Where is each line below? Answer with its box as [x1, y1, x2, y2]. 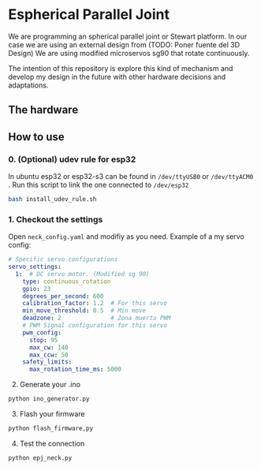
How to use [8, 130, 65, 144]
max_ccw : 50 [28, 351, 69, 359]
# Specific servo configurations [8, 256, 118, 263]
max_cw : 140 [28, 343, 69, 352]
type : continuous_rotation [22, 278, 111, 285]
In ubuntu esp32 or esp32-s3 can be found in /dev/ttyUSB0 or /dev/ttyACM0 [8, 172, 254, 181]
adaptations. [8, 80, 49, 90]
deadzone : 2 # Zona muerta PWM [22, 314, 171, 323]
